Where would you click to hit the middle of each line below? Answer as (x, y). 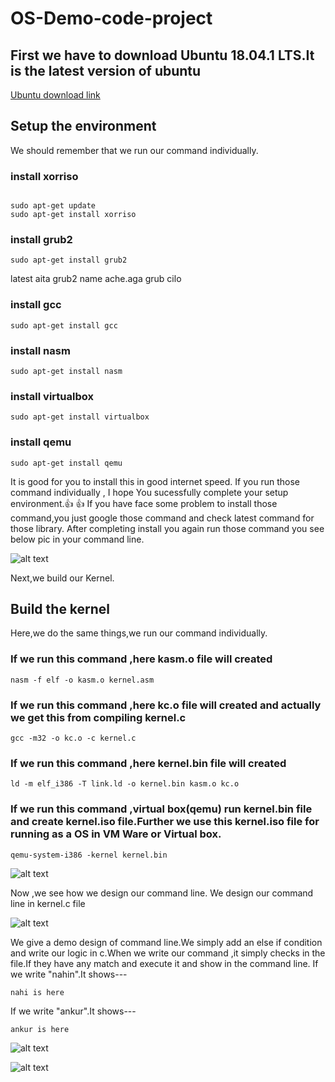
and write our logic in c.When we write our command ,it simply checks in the (168, 953)
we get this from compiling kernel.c (98, 717)
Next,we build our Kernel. (62, 578)
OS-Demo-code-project (111, 18)
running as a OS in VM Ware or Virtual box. (116, 834)
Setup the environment (83, 126)
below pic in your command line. (77, 539)
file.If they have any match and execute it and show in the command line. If (164, 963)
